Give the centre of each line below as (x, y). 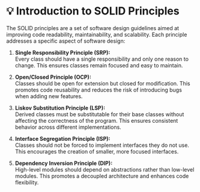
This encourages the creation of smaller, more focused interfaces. (97, 151)
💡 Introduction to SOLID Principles (93, 11)
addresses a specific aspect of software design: (66, 41)
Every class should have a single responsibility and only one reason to (102, 59)
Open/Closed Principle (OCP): (53, 77)
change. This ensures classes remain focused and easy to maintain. (99, 65)
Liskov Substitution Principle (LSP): (60, 108)
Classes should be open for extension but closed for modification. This (102, 83)
